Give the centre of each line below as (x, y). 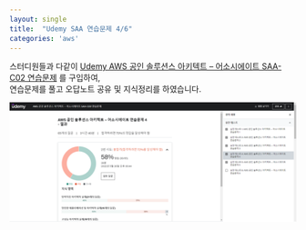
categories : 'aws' (44, 38)
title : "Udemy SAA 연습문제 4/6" (71, 29)
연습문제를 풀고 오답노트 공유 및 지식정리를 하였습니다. (106, 89)
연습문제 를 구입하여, (64, 78)
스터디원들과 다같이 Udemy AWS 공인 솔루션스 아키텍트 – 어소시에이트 (135, 66)
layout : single (38, 19)
